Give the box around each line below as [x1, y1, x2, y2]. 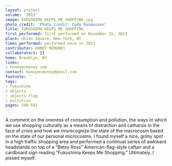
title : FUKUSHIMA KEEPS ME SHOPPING [5, 27, 84, 32]
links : [5, 60, 20, 65]
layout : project [5, 7, 40, 13]
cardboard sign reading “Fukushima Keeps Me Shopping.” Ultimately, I [5, 150, 154, 156]
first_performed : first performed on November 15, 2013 [5, 31, 127, 36]
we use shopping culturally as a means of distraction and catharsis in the [5, 122, 160, 129]
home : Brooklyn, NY [5, 55, 47, 60]
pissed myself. [5, 155, 36, 161]
